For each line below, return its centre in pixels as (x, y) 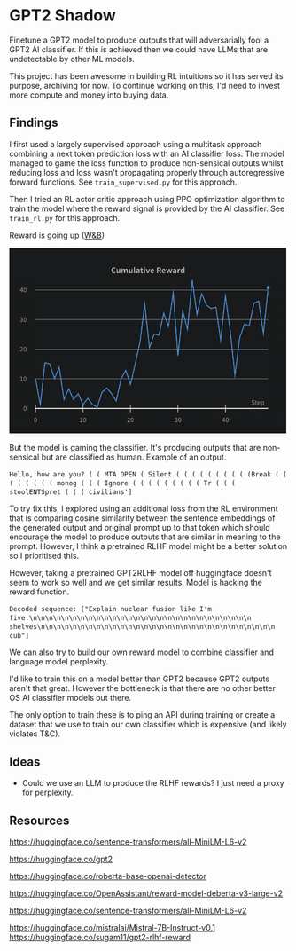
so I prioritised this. (44, 556)
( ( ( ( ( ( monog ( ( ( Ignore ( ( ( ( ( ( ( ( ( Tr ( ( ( (123, 483)
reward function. (39, 592)
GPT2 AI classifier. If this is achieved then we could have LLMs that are (139, 49)
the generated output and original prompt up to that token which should (140, 528)
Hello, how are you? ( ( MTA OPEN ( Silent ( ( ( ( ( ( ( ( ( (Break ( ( (148, 475)
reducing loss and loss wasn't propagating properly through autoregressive (147, 172)
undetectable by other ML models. (72, 59)
